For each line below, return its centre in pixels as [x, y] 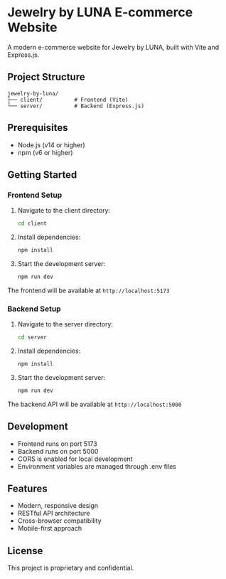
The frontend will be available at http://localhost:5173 [88, 290]
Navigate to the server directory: [65, 324]
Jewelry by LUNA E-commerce [100, 12]
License [25, 551]
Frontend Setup [35, 195]
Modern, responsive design [58, 506]
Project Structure [46, 77]
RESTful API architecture [54, 514]
